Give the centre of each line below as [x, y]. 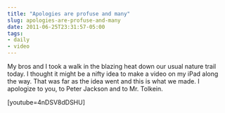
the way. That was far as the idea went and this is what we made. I [103, 81]
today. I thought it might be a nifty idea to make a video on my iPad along [113, 74]
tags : [15, 33]
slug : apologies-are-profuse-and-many [64, 20]
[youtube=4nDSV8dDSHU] [46, 102]
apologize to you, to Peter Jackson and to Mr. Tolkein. [85, 89]
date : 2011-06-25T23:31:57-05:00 [56, 27]
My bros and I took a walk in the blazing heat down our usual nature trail [112, 66]
